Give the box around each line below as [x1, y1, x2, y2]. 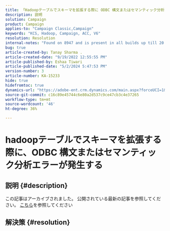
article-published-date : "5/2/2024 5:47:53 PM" [5, 64, 108, 69]
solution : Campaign [5, 17, 47, 22]
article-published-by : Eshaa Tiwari [5, 59, 82, 64]
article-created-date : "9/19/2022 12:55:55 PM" [5, 54, 108, 60]
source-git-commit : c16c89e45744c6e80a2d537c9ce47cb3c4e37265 [5, 92, 139, 97]
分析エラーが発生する [14, 160, 103, 171]
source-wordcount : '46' [5, 102, 56, 107]
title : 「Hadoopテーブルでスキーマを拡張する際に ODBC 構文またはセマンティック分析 [5, 7, 165, 13]
